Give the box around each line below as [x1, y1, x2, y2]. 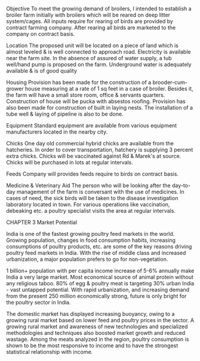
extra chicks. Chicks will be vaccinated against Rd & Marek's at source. [6, 153, 181, 160]
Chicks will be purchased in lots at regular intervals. [6, 159, 133, 166]
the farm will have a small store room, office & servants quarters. [6, 92, 165, 98]
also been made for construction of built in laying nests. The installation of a [6, 104, 193, 111]
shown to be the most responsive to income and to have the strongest [6, 342, 179, 349]
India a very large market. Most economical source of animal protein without [6, 273, 194, 281]
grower [6, 85, 24, 92]
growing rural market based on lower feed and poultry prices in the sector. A [6, 317, 195, 323]
